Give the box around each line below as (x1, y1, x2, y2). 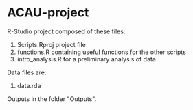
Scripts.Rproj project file (16, 40, 86, 49)
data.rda (16, 81, 41, 90)
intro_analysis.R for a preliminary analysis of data (16, 55, 157, 63)
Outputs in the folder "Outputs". (7, 94, 97, 103)
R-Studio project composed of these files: (7, 27, 126, 36)
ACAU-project (7, 5, 89, 20)
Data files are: (7, 68, 47, 77)
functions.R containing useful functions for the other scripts (16, 48, 187, 56)
